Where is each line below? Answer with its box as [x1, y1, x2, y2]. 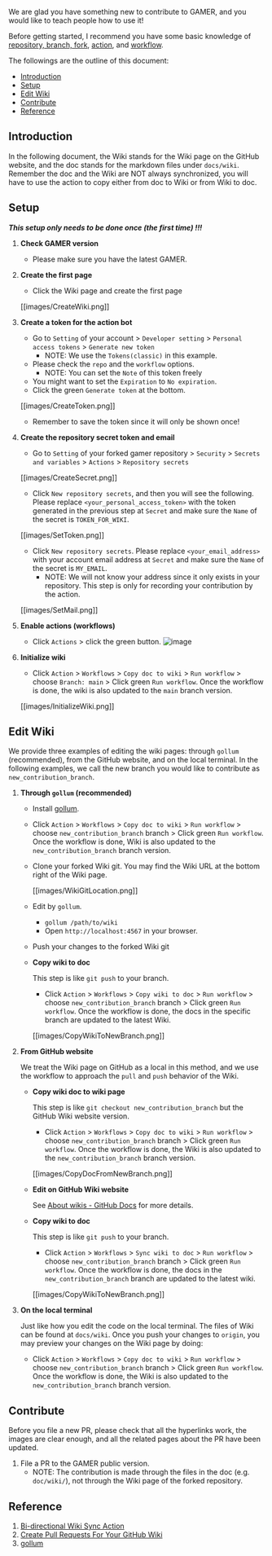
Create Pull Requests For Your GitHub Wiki [20, 1530, 163, 1540]
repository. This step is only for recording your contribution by [44, 580, 253, 590]
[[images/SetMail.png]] [20, 604, 99, 614]
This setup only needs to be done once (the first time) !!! [8, 222, 203, 232]
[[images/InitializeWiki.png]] [20, 701, 115, 711]
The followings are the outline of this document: [8, 56, 169, 65]
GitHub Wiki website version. [32, 1111, 130, 1121]
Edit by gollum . [32, 902, 82, 912]
